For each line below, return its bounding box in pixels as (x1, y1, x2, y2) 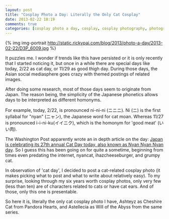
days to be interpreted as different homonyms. (5, 97, 102, 103)
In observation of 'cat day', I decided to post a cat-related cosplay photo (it (5, 167, 160, 174)
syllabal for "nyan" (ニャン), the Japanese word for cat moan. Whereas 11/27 (5, 114, 164, 120)
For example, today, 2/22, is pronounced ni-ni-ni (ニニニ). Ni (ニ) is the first (5, 107, 161, 113)
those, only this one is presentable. (5, 189, 78, 195)
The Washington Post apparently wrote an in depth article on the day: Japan (5, 136, 163, 142)
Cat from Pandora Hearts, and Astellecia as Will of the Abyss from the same (5, 204, 162, 210)
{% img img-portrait (5, 40, 47, 46)
